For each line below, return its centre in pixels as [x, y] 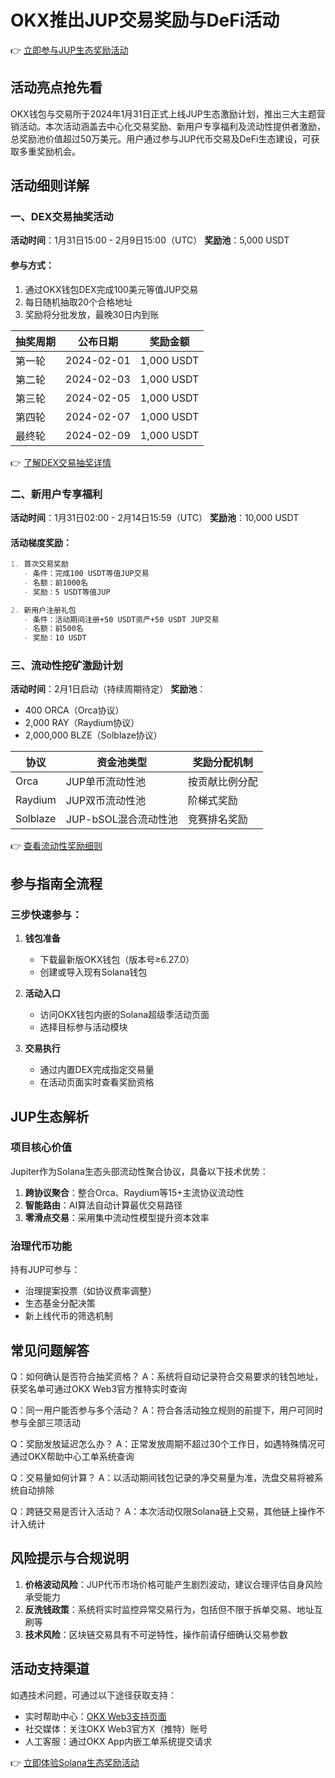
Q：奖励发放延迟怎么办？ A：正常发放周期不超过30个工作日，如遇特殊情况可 [168, 1443]
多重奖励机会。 [49, 151]
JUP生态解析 [50, 1116]
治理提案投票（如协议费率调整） [90, 1291]
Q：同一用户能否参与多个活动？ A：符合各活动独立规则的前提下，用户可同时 [167, 1410]
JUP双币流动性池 [106, 801]
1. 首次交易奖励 [39, 564]
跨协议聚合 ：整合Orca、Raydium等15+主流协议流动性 [134, 1192]
